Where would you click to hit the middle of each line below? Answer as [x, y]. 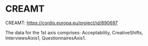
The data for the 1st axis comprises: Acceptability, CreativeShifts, [74, 32]
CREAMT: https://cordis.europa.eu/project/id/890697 [62, 23]
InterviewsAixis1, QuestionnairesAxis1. [46, 38]
